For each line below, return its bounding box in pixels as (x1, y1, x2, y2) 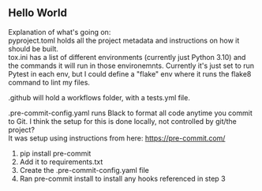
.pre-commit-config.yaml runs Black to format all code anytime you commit (8, 108, 253, 118)
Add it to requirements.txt (19, 157, 103, 167)
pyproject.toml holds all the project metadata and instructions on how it (8, 36, 240, 45)
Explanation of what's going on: (8, 27, 111, 36)
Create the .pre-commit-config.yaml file (19, 165, 150, 174)
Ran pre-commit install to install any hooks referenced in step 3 (19, 174, 226, 183)
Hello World (8, 6, 67, 20)
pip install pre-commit (19, 148, 92, 158)
